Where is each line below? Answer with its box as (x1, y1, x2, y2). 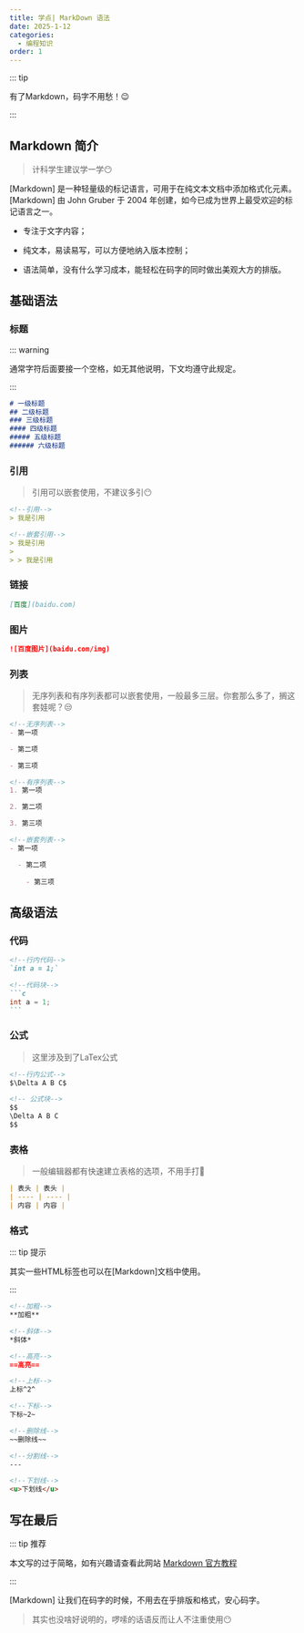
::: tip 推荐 (9, 1537, 47, 1549)
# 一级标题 (9, 398, 46, 408)
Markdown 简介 (9, 138, 99, 153)
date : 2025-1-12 (9, 22, 71, 31)
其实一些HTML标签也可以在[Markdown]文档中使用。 (9, 1266, 207, 1277)
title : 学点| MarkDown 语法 (9, 13, 111, 23)
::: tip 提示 (9, 1247, 47, 1258)
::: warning (9, 344, 50, 355)
